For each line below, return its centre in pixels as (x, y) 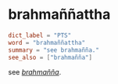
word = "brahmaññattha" (47, 42)
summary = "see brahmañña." (54, 50)
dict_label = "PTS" (40, 35)
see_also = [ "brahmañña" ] (50, 57)
